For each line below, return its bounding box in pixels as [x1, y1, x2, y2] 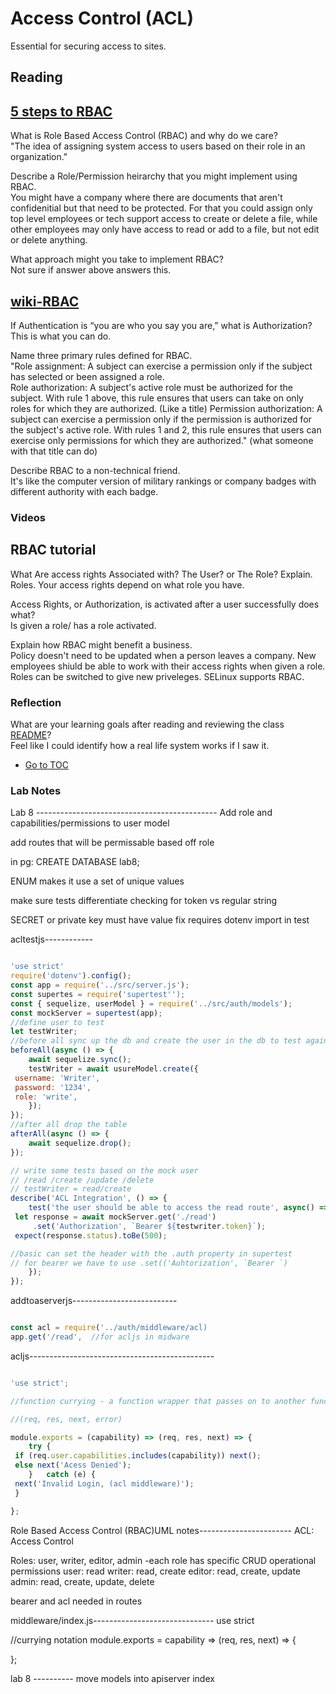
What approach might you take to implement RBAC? [10, 253, 224, 266]
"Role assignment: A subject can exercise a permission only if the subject [10, 360, 313, 372]
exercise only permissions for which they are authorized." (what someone [10, 434, 314, 446]
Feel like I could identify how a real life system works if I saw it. [10, 739, 270, 751]
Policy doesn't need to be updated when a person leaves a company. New [10, 649, 317, 661]
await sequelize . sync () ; [28, 1055, 132, 1065]
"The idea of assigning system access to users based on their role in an [10, 140, 306, 152]
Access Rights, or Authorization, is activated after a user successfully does [10, 598, 320, 610]
